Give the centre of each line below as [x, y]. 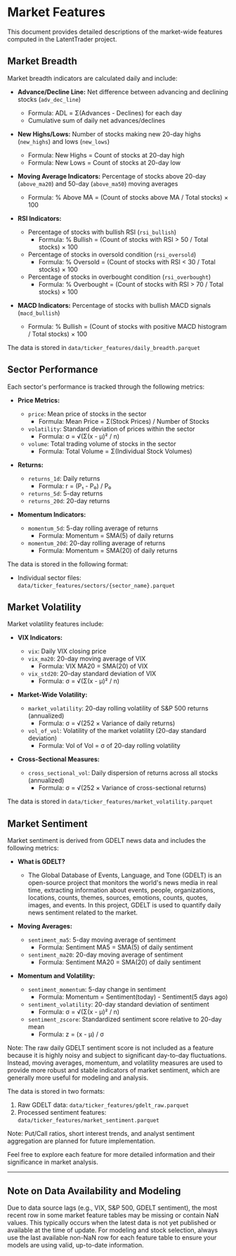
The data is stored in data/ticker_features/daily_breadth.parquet [104, 347]
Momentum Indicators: [52, 514]
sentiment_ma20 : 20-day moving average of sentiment [105, 955]
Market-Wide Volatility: [52, 695]
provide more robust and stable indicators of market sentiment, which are [113, 1070]
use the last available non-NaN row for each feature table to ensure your [112, 1237]
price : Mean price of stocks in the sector [87, 414]
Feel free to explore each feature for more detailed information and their [111, 1155]
